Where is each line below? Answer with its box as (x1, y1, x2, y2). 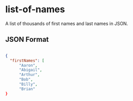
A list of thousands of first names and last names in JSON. (5, 20, 128, 27)
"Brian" (18, 86, 36, 91)
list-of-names (5, 4, 65, 15)
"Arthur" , (18, 72, 40, 78)
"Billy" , (18, 82, 38, 87)
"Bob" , (18, 77, 33, 82)
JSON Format (5, 35, 49, 44)
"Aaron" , (18, 63, 38, 68)
